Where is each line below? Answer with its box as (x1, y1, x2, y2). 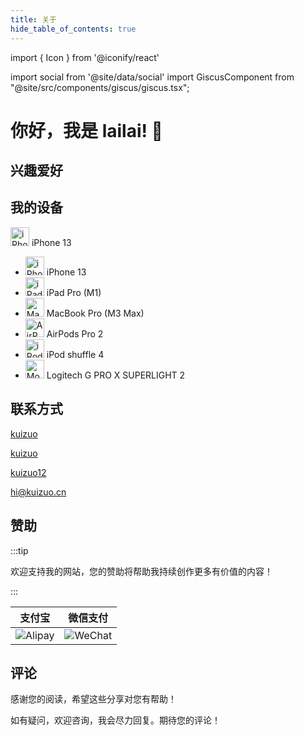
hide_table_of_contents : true (10, 24, 137, 34)
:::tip (10, 544, 29, 556)
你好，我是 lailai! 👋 (10, 119, 163, 142)
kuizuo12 (10, 466, 47, 478)
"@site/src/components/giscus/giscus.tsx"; (10, 81, 190, 93)
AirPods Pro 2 (46, 327, 104, 340)
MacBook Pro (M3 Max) (46, 307, 145, 319)
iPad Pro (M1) (46, 286, 102, 298)
